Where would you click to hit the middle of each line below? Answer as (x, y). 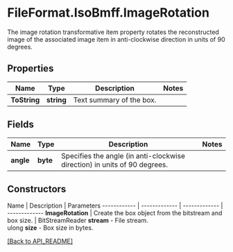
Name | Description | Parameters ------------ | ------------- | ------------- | (115, 205)
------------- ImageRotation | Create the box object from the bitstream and (115, 213)
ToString (25, 100)
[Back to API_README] (40, 242)
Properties (31, 68)
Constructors (37, 189)
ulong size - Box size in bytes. (50, 228)
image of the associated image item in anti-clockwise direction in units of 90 (116, 39)
